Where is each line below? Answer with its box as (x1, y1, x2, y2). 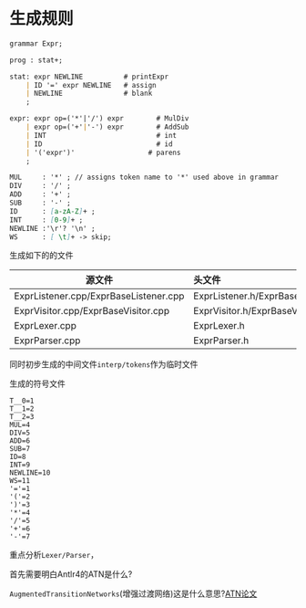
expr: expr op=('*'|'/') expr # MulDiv (9, 114, 189, 123)
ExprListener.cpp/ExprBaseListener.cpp (14, 289, 185, 302)
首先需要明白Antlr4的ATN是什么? (9, 569, 133, 580)
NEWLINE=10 (9, 468, 51, 477)
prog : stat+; (9, 56, 64, 65)
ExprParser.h (193, 334, 250, 347)
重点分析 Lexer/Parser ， (9, 550, 98, 561)
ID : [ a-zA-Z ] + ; (9, 206, 96, 215)
